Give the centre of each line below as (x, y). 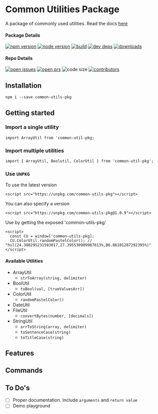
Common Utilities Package (62, 9)
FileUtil (20, 310)
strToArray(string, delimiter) (54, 278)
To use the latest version (31, 185)
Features (20, 353)
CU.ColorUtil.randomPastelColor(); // (51, 241)
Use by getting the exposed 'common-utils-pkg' (56, 223)
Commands (24, 370)
